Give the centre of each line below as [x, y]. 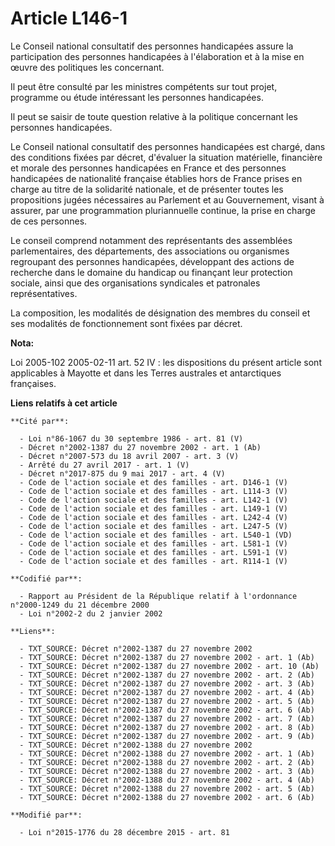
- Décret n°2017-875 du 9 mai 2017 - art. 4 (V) [122, 473]
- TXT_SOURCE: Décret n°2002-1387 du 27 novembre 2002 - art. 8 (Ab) [167, 727]
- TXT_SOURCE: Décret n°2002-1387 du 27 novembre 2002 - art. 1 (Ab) [167, 657]
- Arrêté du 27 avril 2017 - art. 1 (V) [104, 465]
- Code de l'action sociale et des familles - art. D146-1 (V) [153, 482]
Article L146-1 [69, 18]
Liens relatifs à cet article [64, 403]
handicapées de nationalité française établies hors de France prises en [156, 178]
